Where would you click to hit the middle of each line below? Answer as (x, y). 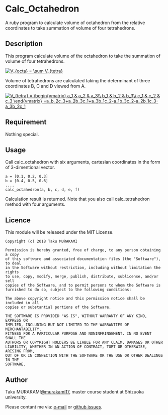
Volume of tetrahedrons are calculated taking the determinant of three (78, 80)
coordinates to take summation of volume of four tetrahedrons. (70, 28)
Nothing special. (22, 134)
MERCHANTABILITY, (23, 329)
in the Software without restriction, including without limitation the (83, 268)
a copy (12, 255)
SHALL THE (16, 338)
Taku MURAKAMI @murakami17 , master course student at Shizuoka (75, 392)
